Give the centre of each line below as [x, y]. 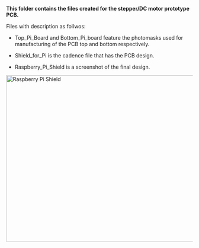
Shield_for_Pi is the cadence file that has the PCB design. [84, 55]
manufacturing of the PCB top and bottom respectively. [82, 44]
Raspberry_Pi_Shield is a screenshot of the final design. [82, 67]
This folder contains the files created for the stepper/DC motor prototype [98, 9]
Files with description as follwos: [46, 26]
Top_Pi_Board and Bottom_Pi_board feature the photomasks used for [99, 38]
